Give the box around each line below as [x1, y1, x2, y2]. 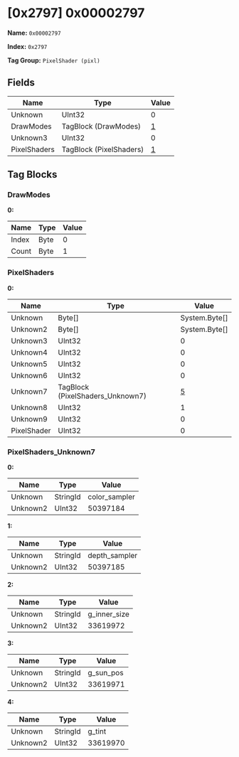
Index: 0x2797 [7, 42, 48, 50]
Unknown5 [11, 359, 48, 369]
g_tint [87, 726, 107, 736]
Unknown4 [11, 347, 48, 357]
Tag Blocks [7, 168, 58, 181]
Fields [7, 77, 36, 89]
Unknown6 [11, 370, 48, 380]
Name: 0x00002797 [7, 28, 62, 37]
